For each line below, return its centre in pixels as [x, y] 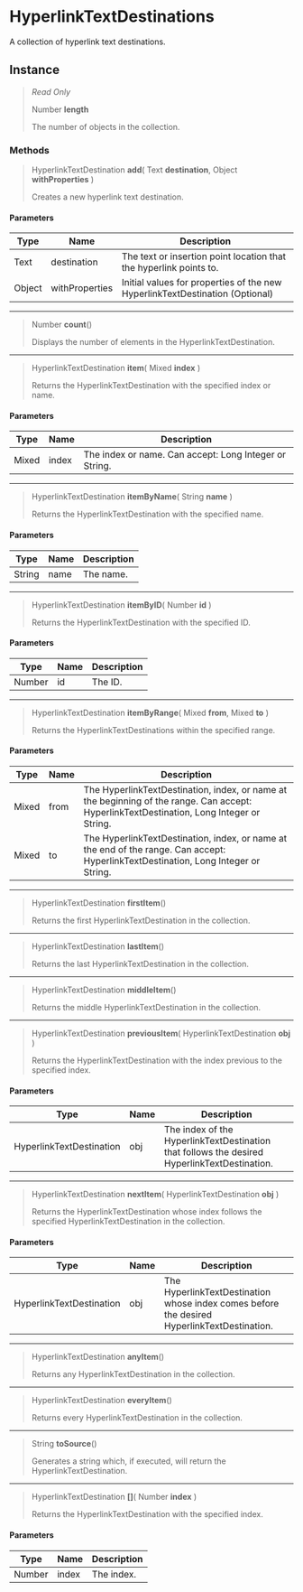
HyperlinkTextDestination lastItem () [98, 946]
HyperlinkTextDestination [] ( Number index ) [114, 1497]
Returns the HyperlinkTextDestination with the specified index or [151, 386]
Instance [35, 70]
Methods [29, 150]
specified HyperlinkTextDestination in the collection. [128, 1222]
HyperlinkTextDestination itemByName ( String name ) [132, 497]
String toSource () [64, 1444]
